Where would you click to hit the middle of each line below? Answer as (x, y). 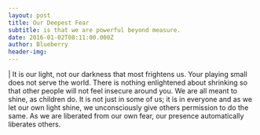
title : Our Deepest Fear (49, 23)
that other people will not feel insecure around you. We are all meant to (123, 91)
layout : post (29, 15)
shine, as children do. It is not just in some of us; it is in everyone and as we (130, 99)
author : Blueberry (38, 45)
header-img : (27, 52)
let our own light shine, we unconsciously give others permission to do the (128, 108)
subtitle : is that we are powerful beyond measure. (94, 30)
